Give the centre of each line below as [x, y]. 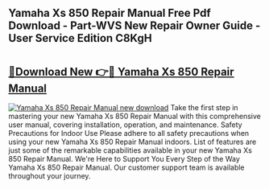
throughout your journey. [50, 176]
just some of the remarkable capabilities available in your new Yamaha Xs [130, 150]
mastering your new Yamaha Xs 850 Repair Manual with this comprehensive [135, 116]
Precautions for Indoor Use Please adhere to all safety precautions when [129, 133]
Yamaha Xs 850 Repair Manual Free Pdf [110, 13]
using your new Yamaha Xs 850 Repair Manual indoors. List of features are [132, 142]
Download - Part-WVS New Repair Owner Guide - [134, 26]
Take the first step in [205, 107]
